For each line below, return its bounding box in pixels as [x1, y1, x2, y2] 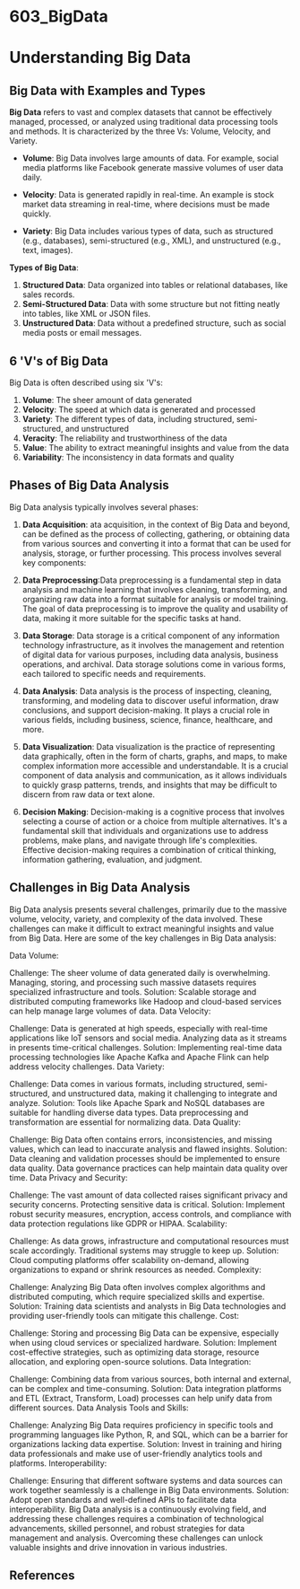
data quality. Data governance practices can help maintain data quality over [9, 1163, 288, 1173]
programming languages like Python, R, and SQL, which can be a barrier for [9, 1429, 288, 1440]
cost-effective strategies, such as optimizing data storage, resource [9, 1347, 260, 1357]
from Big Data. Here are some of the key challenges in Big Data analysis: [9, 932, 277, 944]
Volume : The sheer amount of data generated [21, 395, 193, 405]
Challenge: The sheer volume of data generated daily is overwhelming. [9, 967, 270, 978]
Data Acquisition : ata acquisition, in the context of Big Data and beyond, [21, 519, 290, 530]
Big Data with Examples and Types [9, 83, 206, 98]
